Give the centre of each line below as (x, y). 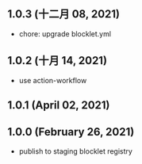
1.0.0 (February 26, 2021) (71, 132)
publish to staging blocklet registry (75, 151)
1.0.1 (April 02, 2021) (59, 105)
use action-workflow (53, 80)
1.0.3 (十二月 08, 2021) (64, 14)
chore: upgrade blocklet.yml (65, 33)
